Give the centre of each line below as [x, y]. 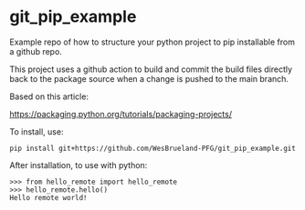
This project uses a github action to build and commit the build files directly [151, 69]
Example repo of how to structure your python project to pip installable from [152, 42]
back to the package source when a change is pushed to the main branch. [149, 78]
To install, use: [37, 131]
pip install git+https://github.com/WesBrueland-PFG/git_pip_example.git [153, 148]
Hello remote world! [49, 197]
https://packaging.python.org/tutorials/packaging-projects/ [121, 114]
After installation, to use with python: [79, 165]
